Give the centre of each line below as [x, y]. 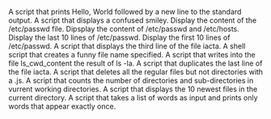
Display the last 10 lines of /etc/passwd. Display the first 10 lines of [119, 37]
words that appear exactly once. [62, 106]
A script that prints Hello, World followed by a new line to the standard [125, 12]
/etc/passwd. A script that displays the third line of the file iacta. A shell [127, 46]
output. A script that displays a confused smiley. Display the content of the [133, 20]
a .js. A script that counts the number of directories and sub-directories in [131, 81]
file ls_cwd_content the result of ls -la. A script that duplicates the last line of [135, 63]
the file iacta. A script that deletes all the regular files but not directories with [136, 72]
